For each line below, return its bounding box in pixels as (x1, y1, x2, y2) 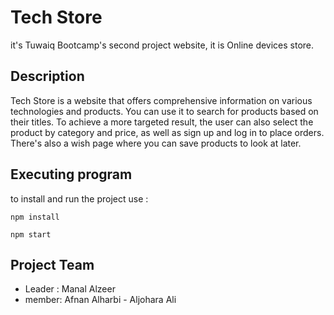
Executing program (10, 166, 133, 183)
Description (10, 68, 85, 85)
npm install (10, 212, 60, 222)
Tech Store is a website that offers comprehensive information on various (10, 94, 313, 106)
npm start (10, 229, 52, 240)
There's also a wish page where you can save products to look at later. (10, 137, 302, 149)
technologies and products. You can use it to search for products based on (10, 105, 319, 117)
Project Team (10, 256, 95, 273)
